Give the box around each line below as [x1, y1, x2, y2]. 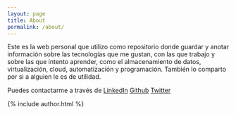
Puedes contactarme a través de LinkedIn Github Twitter [7, 86, 171, 95]
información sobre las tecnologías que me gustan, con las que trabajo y [7, 50, 216, 58]
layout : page [7, 10, 46, 18]
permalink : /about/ [7, 23, 65, 30]
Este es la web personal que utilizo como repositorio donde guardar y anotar [7, 43, 230, 51]
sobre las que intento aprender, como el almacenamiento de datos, [7, 58, 201, 66]
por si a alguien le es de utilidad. [7, 72, 101, 81]
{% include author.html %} [7, 100, 85, 108]
